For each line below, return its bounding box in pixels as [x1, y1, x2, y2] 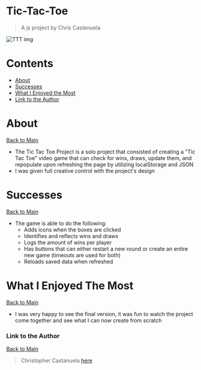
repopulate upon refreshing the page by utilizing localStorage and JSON [14, 161, 194, 168]
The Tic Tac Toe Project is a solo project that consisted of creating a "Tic [14, 148, 196, 155]
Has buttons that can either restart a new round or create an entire [23, 245, 188, 252]
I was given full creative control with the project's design [14, 167, 155, 175]
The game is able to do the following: [14, 219, 107, 227]
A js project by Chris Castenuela [20, 24, 101, 31]
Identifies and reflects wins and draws [23, 232, 119, 239]
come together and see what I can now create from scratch [14, 317, 162, 324]
